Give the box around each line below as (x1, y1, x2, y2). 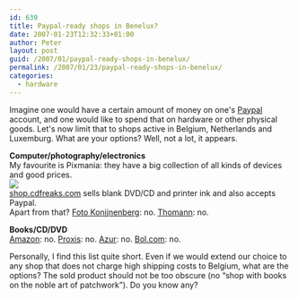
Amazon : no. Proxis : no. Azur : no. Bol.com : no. (9, 234, 181, 244)
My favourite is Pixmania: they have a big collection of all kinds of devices (9, 159, 283, 170)
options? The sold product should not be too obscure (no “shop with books (9, 269, 287, 280)
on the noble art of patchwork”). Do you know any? (9, 279, 199, 290)
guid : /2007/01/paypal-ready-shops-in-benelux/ (9, 55, 191, 64)
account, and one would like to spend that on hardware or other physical (9, 114, 278, 124)
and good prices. (9, 169, 73, 180)
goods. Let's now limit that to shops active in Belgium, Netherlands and (9, 123, 272, 134)
